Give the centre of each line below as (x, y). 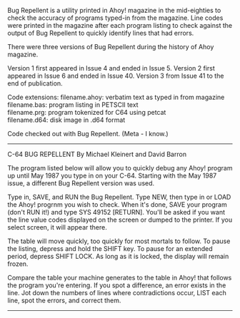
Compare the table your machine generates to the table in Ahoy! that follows (120, 278)
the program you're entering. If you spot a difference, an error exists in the (117, 285)
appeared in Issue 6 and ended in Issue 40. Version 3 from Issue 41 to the (116, 76)
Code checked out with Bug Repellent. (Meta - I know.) (88, 134)
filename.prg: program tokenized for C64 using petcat (87, 112)
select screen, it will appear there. (57, 227)
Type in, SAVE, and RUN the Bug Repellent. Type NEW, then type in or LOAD (119, 197)
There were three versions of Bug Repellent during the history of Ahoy (111, 47)
